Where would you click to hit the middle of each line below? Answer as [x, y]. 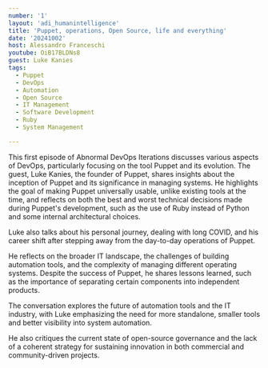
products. [24, 290]
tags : [17, 68]
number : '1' [28, 16]
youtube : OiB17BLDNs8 [44, 53]
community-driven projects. [54, 355]
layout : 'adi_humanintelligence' [64, 23]
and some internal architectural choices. [75, 216]
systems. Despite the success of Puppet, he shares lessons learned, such [130, 273]
